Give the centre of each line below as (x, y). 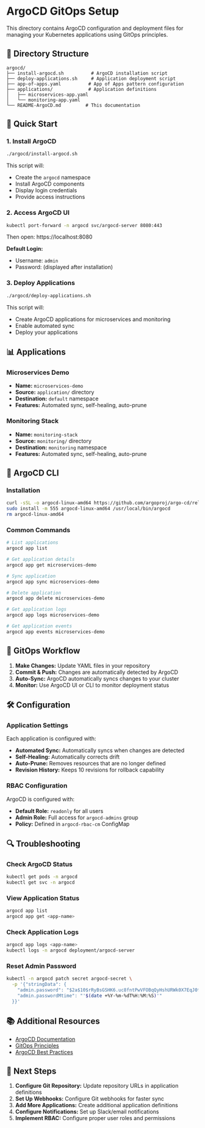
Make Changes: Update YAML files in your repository (83, 665)
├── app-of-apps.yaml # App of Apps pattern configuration (95, 84)
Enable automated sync (45, 325)
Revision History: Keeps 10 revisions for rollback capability (90, 770)
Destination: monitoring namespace (61, 447)
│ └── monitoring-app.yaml (43, 100)
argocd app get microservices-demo (52, 565)
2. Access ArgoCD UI (38, 213)
